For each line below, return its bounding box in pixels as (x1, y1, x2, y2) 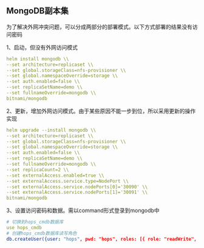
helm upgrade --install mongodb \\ (6, 127, 97, 133)
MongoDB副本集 (6, 5, 69, 16)
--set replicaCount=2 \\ (6, 166, 69, 172)
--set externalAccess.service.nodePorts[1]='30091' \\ (6, 190, 148, 196)
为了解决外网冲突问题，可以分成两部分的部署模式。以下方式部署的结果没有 (6, 23, 192, 30)
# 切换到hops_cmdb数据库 (6, 219, 64, 225)
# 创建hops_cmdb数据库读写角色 (6, 230, 77, 236)
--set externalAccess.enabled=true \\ (6, 172, 104, 179)
